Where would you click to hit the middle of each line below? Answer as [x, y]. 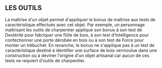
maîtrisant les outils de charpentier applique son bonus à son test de [74, 30]
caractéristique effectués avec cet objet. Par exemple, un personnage [75, 25]
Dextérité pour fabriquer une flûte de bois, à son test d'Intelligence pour [77, 35]
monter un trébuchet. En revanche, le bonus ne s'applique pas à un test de [80, 45]
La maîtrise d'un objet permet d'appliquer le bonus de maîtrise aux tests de [80, 19]
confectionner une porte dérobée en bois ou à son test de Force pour [74, 40]
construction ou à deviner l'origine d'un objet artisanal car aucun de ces [77, 55]
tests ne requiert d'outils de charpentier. [45, 60]
